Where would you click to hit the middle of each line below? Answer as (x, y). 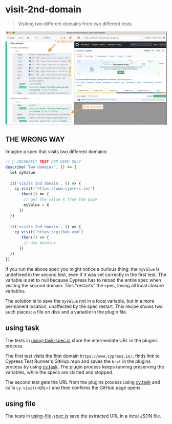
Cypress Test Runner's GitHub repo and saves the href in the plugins (78, 361)
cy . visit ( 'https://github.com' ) (49, 232)
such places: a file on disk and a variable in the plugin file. (66, 311)
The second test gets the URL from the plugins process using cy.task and (83, 382)
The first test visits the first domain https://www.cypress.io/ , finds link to (82, 356)
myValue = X (37, 205)
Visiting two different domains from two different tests (75, 24)
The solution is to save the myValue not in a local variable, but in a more (80, 301)
